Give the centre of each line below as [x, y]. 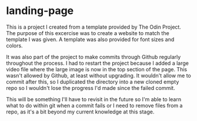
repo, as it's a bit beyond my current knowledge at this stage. [80, 112]
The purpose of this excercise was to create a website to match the [88, 33]
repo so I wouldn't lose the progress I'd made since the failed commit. [91, 88]
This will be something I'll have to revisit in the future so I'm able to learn [94, 99]
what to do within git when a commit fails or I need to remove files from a [94, 105]
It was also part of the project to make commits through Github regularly [94, 57]
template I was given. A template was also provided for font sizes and [90, 39]
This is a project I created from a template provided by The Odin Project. [94, 27]
